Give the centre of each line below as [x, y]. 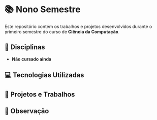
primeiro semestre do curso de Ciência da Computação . [62, 31]
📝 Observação [27, 111]
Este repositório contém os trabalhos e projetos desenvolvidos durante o [78, 26]
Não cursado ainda [31, 59]
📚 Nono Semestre [43, 10]
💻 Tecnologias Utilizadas [44, 75]
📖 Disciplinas [25, 47]
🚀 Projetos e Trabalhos [40, 94]
